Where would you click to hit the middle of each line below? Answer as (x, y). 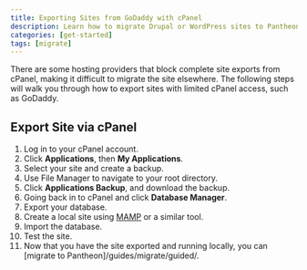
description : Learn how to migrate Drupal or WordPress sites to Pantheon (155, 26)
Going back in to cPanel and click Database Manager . (125, 198)
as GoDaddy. (35, 99)
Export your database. (65, 207)
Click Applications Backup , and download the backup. (127, 188)
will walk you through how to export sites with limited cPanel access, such (149, 88)
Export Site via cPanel (74, 127)
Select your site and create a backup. (94, 169)
